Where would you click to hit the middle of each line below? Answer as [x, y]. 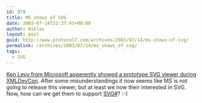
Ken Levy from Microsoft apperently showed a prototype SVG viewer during [101, 74]
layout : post [23, 35]
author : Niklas [26, 29]
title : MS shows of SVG [37, 18]
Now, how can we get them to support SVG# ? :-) [67, 93]
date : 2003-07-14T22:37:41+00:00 [49, 23]
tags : [13, 51]
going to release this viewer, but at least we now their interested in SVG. [96, 87]
